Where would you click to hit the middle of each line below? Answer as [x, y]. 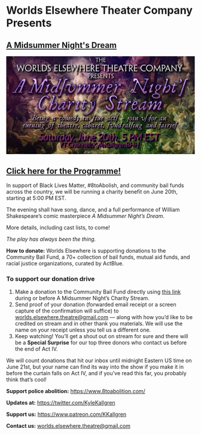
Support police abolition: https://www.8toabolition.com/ [76, 391]
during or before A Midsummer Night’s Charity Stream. [82, 298]
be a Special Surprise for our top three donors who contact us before [101, 343]
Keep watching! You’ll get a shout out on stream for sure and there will [101, 336]
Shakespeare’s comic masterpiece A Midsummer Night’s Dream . [86, 216]
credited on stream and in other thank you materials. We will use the [99, 324]
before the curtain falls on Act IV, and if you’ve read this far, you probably [96, 373]
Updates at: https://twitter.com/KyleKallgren [61, 403]
